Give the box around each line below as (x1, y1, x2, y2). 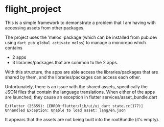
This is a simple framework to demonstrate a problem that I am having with (5, 20, 156, 25)
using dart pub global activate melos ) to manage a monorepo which (5, 39, 146, 45)
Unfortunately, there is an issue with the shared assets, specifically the (5, 83, 148, 89)
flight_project (5, 3, 61, 15)
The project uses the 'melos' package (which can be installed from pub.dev (5, 34, 158, 40)
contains (5, 45, 23, 51)
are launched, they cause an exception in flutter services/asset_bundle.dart (5, 94, 158, 100)
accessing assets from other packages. (5, 25, 85, 30)
